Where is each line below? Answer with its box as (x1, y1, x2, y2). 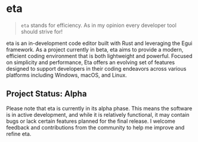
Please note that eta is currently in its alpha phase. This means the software (6, 104, 193, 112)
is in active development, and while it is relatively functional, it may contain (6, 111, 190, 118)
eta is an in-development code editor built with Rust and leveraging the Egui (6, 40, 193, 47)
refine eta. (6, 130, 32, 137)
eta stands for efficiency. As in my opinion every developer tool (20, 22, 177, 29)
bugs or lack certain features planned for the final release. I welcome (6, 117, 176, 125)
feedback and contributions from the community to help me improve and (6, 123, 185, 131)
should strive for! (20, 28, 63, 35)
